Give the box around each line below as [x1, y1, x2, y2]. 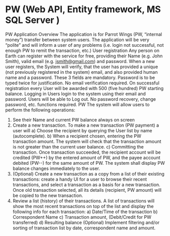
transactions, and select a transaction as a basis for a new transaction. [12, 182, 161, 188]
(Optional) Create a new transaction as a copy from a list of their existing [12, 170, 165, 176]
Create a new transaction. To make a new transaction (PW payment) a [12, 122, 159, 128]
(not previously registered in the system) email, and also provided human [5, 69, 158, 75]
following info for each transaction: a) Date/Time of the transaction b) [12, 209, 158, 215]
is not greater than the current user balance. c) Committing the [12, 143, 144, 150]
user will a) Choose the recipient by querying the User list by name [12, 127, 152, 133]
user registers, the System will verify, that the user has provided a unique [5, 64, 158, 70]
